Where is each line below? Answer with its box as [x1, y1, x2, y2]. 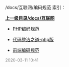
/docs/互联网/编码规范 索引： [5, 5, 66, 10]
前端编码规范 [12, 47, 39, 53]
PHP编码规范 [12, 26, 40, 32]
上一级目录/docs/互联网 [5, 15, 55, 21]
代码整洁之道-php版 [12, 37, 54, 42]
